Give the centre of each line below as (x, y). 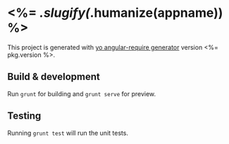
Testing (24, 116)
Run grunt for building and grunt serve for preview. (82, 93)
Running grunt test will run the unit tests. (68, 133)
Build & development (54, 77)
